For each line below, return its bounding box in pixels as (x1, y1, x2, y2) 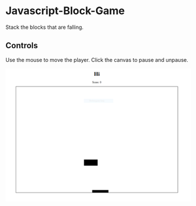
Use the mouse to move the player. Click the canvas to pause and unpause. (5, 56, 189, 63)
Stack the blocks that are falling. (5, 24, 84, 31)
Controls (5, 41, 38, 51)
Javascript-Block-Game (5, 4, 125, 18)
